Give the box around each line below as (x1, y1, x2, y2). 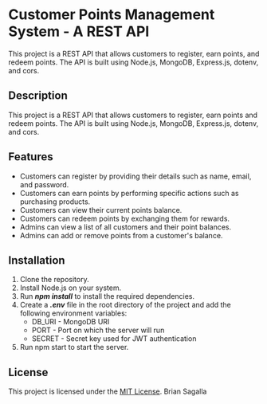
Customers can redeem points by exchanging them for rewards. (19, 214, 230, 223)
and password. (19, 179, 69, 189)
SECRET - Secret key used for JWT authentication (31, 334, 197, 343)
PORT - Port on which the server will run (31, 325, 165, 335)
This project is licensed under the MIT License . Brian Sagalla (8, 386, 207, 396)
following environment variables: (19, 308, 128, 318)
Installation (8, 253, 65, 267)
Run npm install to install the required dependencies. (19, 292, 195, 301)
